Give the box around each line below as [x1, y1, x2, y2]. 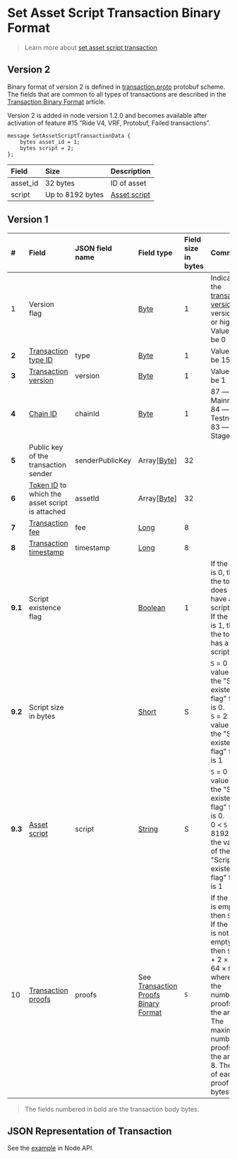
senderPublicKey [75, 455, 132, 465]
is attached [28, 506, 66, 516]
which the [28, 489, 62, 499]
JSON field [75, 243, 113, 253]
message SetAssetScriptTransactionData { [7, 132, 131, 139]
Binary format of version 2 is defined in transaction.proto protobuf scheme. [7, 83, 226, 91]
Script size [28, 702, 65, 712]
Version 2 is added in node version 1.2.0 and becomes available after [7, 111, 207, 119]
